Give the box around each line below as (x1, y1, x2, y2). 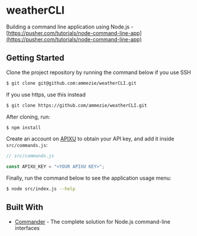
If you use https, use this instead (6, 91, 86, 98)
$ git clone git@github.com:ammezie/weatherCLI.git (6, 80, 136, 86)
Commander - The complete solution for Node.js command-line (14, 218, 171, 225)
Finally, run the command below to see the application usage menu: (6, 174, 171, 181)
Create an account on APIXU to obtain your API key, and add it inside (6, 135, 175, 142)
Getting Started (6, 53, 65, 63)
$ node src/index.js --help (6, 186, 76, 192)
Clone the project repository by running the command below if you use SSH (6, 69, 191, 76)
